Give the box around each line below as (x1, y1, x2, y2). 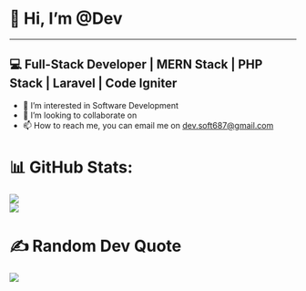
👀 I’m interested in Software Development (22, 99, 179, 110)
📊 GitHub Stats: (9, 157, 134, 177)
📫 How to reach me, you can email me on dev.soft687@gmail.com (22, 120, 274, 130)
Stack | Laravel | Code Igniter (9, 76, 178, 91)
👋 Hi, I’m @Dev (9, 8, 123, 29)
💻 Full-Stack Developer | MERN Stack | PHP (9, 57, 263, 72)
